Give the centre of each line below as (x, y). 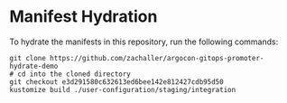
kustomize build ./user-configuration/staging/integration (123, 89)
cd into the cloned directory (74, 74)
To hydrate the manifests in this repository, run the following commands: (144, 42)
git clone (28, 58)
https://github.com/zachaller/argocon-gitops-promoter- (157, 58)
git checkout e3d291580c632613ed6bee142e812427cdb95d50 (116, 82)
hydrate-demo (34, 66)
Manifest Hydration (83, 17)
